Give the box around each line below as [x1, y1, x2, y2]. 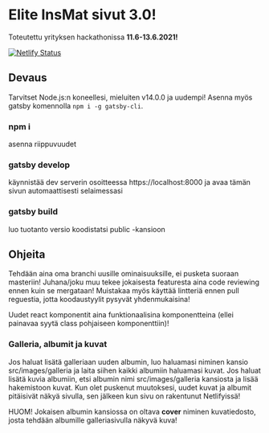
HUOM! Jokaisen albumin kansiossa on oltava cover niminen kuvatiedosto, [8, 406, 256, 416]
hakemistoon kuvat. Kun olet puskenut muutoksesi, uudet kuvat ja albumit [8, 382, 252, 392]
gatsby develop [8, 159, 71, 170]
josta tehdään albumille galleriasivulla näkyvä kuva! [8, 415, 178, 425]
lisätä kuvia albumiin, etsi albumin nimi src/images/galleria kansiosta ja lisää [8, 374, 259, 383]
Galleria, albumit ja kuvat [8, 339, 108, 350]
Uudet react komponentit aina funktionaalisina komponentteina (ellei [8, 310, 234, 320]
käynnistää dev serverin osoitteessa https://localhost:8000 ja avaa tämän [8, 178, 251, 187]
